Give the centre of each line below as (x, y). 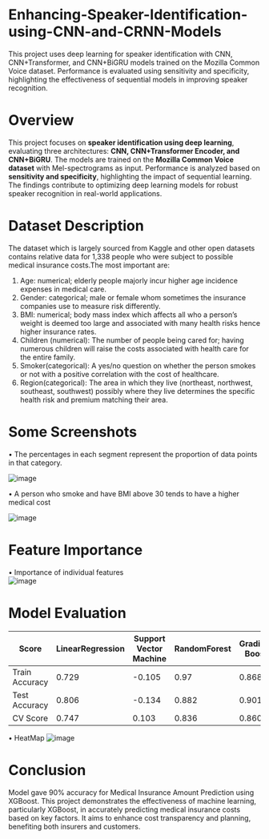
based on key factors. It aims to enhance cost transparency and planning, (130, 817)
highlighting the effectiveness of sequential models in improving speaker (128, 79)
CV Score (30, 718)
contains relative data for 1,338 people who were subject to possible (121, 256)
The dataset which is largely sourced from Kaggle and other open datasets (132, 248)
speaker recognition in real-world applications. (85, 193)
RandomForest (203, 648)
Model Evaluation (67, 613)
